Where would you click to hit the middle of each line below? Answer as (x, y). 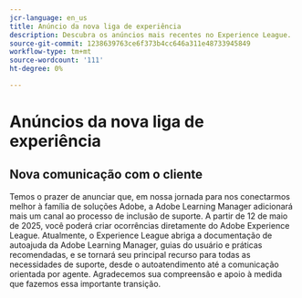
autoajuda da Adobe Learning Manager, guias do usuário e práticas (136, 245)
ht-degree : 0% (36, 69)
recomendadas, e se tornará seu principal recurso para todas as (130, 254)
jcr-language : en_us (49, 18)
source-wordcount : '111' (57, 60)
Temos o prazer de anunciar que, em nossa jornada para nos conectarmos (150, 196)
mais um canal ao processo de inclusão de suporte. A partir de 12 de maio (149, 216)
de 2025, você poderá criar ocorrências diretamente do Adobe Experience (150, 225)
